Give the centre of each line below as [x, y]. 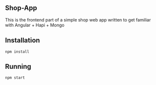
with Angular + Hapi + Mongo [35, 25]
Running [18, 67]
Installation [22, 40]
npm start [15, 78]
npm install [17, 52]
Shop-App [21, 8]
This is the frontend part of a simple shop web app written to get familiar [78, 20]
